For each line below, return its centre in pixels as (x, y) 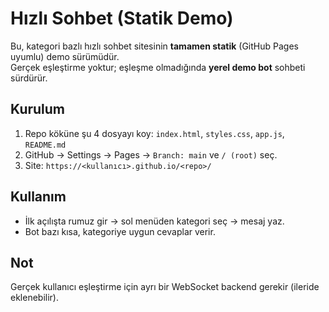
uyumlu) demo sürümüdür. (65, 56)
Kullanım (38, 197)
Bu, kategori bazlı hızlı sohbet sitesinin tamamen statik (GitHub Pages (154, 46)
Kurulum (38, 109)
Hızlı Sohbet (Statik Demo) (122, 18)
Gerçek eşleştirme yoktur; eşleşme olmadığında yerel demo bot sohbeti (158, 67)
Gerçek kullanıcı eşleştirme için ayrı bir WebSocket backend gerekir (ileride (165, 287)
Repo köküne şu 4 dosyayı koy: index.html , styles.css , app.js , (154, 133)
